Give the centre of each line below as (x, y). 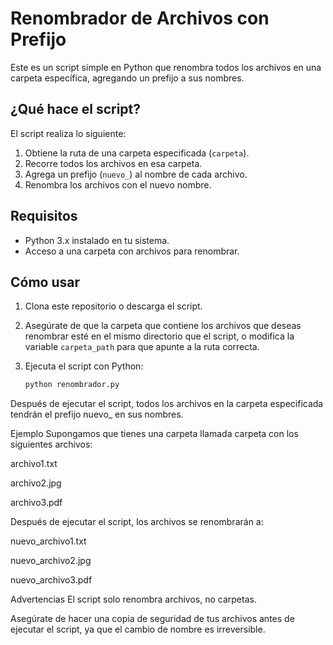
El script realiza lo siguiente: (68, 133)
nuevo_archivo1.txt (48, 541)
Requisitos (44, 216)
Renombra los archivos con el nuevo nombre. (118, 184)
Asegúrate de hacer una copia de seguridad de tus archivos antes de (152, 619)
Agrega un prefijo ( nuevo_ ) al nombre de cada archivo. (136, 174)
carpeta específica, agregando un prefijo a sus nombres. (127, 78)
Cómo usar (45, 282)
